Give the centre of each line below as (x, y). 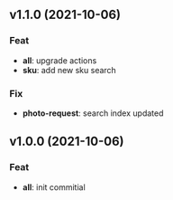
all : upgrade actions (59, 60)
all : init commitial (54, 187)
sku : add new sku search (69, 70)
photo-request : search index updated (93, 113)
